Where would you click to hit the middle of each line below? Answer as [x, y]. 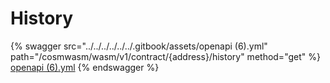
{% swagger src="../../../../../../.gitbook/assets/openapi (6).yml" [139, 46]
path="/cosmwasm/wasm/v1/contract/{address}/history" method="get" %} [165, 56]
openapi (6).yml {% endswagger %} [85, 67]
